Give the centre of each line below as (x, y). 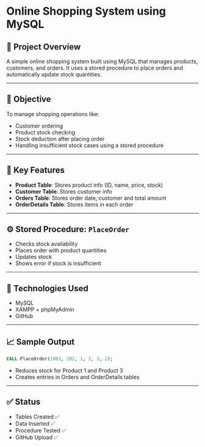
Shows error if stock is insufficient (58, 263)
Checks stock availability (46, 244)
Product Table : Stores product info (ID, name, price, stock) (89, 185)
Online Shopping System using (86, 11)
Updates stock (34, 257)
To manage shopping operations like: (53, 114)
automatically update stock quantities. (54, 74)
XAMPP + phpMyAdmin (45, 310)
